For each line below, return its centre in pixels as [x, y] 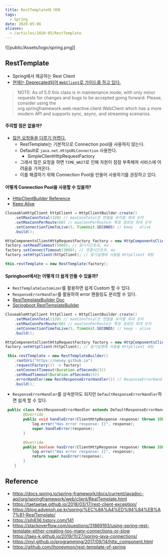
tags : [11, 15]
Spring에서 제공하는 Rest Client [44, 76]
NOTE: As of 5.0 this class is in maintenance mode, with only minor [86, 92]
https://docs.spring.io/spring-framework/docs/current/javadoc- [78, 493]
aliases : [14, 29]
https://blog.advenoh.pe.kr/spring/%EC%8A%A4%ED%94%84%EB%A [86, 509]
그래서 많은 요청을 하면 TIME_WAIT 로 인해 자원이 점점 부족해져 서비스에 [88, 162]
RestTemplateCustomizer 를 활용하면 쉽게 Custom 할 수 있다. [71, 288]
